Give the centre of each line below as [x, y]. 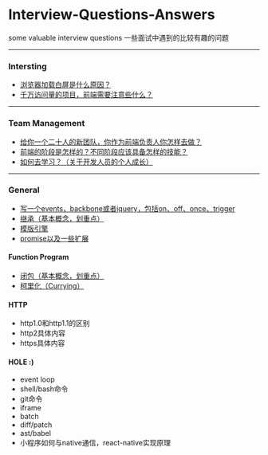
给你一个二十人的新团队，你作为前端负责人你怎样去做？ [110, 142]
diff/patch [36, 425]
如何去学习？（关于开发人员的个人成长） [86, 162]
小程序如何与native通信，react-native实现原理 [95, 443]
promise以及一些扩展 [54, 238]
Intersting [28, 66]
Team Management [47, 124]
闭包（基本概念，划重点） [62, 276]
